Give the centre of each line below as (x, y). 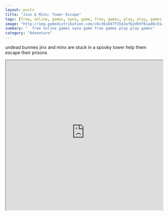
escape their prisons (26, 52)
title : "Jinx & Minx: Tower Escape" (43, 14)
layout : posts (20, 10)
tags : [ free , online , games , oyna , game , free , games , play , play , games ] (84, 19)
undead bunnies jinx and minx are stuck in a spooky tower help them (76, 47)
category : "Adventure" (29, 33)
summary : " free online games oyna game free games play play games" (80, 28)
